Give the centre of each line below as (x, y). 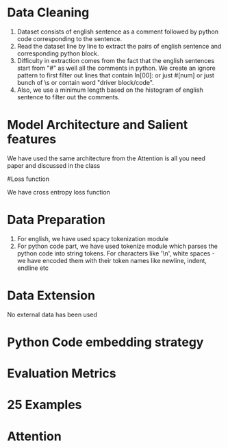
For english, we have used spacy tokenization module (93, 238)
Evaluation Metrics (62, 374)
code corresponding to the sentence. (69, 38)
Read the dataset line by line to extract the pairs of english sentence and (119, 46)
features (32, 139)
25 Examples (45, 405)
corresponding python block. (58, 53)
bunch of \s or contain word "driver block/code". (85, 82)
